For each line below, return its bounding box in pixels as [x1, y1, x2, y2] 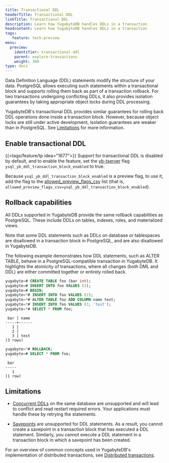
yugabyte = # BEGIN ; [5, 288, 44, 293]
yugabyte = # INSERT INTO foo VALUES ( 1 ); [5, 283, 92, 288]
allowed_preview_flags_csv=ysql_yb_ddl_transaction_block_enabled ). [5, 183, 150, 189]
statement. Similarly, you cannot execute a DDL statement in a [12, 432, 141, 438]
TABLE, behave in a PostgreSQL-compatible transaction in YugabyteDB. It [5, 258, 158, 264]
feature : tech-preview [12, 36, 59, 41]
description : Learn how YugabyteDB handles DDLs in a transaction [5, 21, 147, 27]
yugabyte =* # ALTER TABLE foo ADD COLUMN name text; [5, 297, 116, 302]
